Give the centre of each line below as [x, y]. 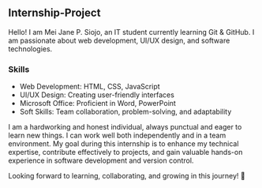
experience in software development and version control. [101, 160]
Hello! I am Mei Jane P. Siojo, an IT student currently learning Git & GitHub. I [131, 32]
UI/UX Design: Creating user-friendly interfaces [97, 95]
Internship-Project [54, 13]
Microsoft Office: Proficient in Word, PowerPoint [97, 103]
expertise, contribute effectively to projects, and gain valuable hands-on [125, 152]
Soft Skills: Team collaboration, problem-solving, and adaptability [125, 112]
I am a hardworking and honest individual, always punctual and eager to [125, 127]
